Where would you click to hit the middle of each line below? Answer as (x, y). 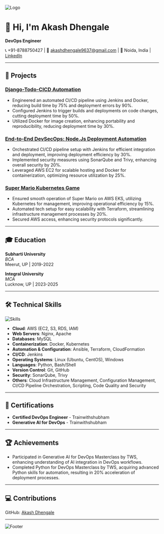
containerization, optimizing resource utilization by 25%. (69, 175)
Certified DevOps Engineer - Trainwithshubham (61, 417)
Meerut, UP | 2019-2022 (30, 265)
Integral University (24, 274)
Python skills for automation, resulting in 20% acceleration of (73, 472)
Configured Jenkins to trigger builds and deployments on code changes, (85, 110)
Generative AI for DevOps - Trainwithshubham (59, 422)
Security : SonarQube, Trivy (40, 375)
